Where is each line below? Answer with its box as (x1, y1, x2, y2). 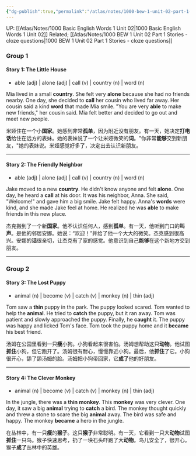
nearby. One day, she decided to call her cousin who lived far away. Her (6, 96, 180, 103)
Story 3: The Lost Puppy (6, 279, 66, 286)
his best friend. (6, 329, 43, 336)
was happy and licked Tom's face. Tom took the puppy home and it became (6, 322, 189, 329)
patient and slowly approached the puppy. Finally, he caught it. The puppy (6, 316, 185, 323)
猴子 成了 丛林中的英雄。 (6, 444, 62, 451)
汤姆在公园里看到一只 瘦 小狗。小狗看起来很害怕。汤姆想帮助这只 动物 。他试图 (6, 340, 190, 348)
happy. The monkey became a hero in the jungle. (6, 417, 124, 424)
